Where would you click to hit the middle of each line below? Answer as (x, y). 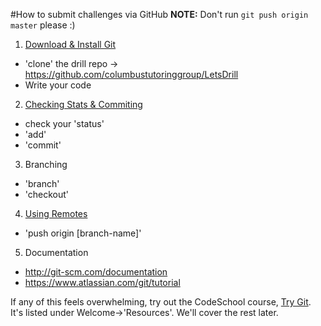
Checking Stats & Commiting (83, 104)
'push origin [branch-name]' (83, 233)
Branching (46, 164)
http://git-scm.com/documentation (96, 272)
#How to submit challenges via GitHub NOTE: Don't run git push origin (159, 14)
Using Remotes (56, 213)
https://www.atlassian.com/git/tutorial (102, 282)
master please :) (43, 25)
